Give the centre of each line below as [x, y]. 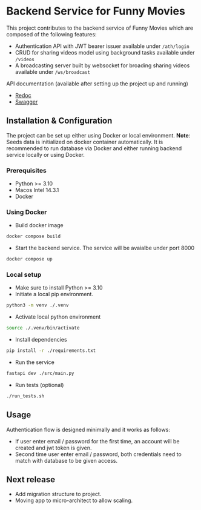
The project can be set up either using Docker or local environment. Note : [98, 135]
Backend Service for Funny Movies [96, 11]
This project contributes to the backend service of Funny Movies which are [100, 28]
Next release [31, 479]
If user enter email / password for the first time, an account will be [97, 441]
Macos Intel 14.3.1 [37, 190]
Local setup [24, 275]
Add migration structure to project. [58, 494]
